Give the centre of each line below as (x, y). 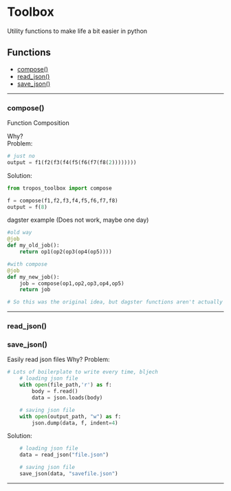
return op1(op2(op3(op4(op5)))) (66, 252)
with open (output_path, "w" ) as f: (70, 416)
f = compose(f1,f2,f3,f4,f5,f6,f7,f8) (63, 201)
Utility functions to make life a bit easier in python (77, 31)
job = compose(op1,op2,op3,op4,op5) (72, 283)
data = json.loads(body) (67, 398)
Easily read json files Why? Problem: (58, 359)
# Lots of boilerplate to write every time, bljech (82, 372)
